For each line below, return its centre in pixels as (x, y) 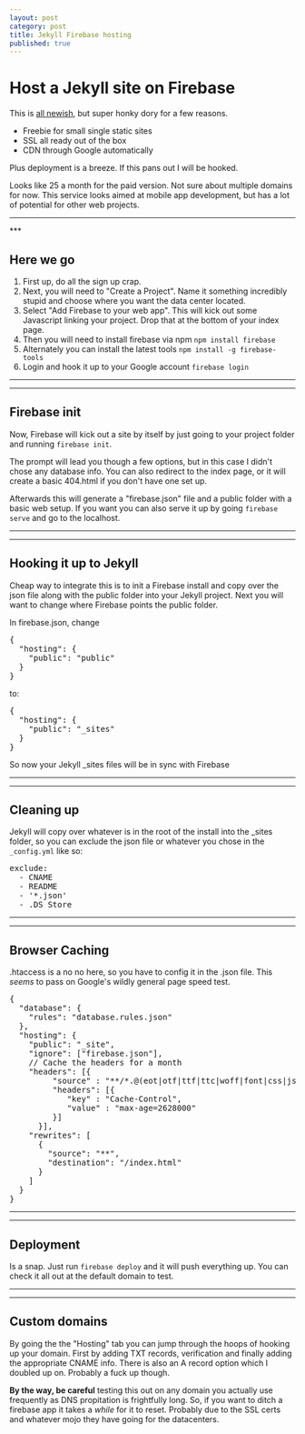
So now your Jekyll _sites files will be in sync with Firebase (119, 764)
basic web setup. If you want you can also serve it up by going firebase (144, 508)
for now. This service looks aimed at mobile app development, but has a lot (150, 196)
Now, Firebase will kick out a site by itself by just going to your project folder (152, 434)
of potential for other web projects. (74, 205)
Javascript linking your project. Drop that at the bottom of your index (151, 320)
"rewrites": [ (60, 1136)
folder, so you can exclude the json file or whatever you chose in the (137, 841)
